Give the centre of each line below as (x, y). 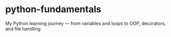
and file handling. (24, 28)
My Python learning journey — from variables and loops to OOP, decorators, (86, 23)
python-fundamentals (53, 9)
